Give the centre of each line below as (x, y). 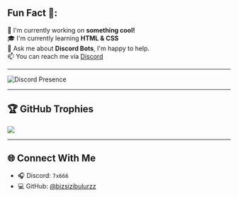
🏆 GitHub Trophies (51, 109)
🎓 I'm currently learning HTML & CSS (63, 38)
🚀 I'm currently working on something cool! (71, 30)
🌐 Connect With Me (52, 158)
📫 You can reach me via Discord (55, 56)
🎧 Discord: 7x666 (43, 176)
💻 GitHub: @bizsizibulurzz (57, 186)
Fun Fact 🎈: (33, 13)
